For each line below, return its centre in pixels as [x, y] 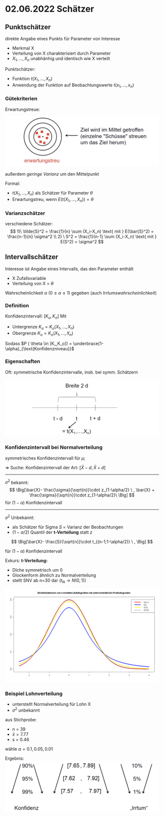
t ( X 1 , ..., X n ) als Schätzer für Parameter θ [52, 194]
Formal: [13, 183]
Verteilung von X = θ [33, 283]
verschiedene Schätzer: [29, 223]
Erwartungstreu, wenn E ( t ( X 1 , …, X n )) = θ [53, 200]
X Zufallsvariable [29, 278]
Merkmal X [23, 48]
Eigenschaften [23, 361]
